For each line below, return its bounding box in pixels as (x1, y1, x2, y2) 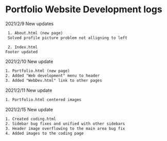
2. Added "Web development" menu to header (5, 73, 100, 78)
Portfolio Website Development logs (5, 4, 163, 15)
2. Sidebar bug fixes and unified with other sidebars (5, 121, 125, 126)
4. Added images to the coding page (5, 131, 84, 136)
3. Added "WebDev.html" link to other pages (5, 78, 102, 83)
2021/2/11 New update (5, 87, 52, 93)
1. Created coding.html (5, 116, 57, 122)
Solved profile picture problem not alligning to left (7, 35, 127, 41)
